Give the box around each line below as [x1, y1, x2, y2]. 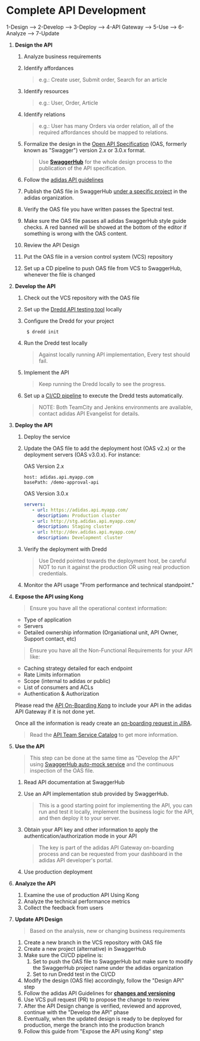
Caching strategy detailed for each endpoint [23, 665, 133, 672]
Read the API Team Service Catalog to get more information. [29, 731, 179, 739]
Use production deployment [23, 868, 93, 875]
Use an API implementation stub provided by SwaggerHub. [23, 790, 169, 798]
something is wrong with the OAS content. [23, 229, 128, 237]
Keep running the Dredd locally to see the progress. [38, 380, 166, 387]
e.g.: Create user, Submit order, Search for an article [38, 76, 167, 83]
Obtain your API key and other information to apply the [23, 826, 158, 834]
